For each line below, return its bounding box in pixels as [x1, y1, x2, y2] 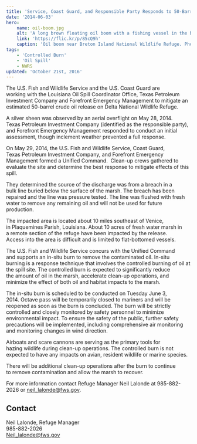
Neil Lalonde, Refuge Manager [6, 419, 80, 426]
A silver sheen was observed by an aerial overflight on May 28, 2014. [6, 115, 173, 122]
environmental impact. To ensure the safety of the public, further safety [6, 315, 179, 322]
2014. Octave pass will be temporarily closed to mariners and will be [6, 296, 171, 303]
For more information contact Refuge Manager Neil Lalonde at [6, 380, 156, 387]
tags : [6, 47, 19, 53]
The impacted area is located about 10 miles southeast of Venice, [6, 218, 164, 225]
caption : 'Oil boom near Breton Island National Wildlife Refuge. [16, 42, 182, 48]
